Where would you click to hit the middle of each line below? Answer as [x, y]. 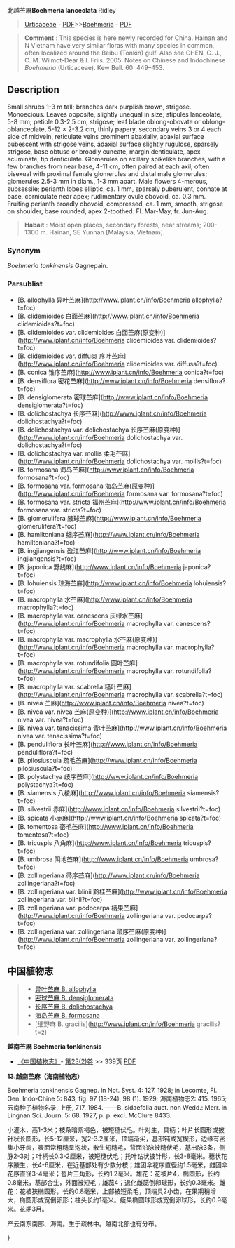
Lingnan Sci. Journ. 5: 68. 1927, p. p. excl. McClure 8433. [90, 1115]
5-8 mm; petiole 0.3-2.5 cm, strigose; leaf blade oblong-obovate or [104, 121]
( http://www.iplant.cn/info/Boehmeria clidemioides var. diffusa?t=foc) [117, 364]
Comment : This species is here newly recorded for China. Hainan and [126, 38]
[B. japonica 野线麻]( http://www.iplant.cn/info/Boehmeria [99, 567]
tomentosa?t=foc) [43, 835]
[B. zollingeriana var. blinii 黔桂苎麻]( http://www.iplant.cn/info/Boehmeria [122, 892]
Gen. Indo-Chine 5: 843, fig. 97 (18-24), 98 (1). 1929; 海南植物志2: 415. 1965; [117, 1099]
